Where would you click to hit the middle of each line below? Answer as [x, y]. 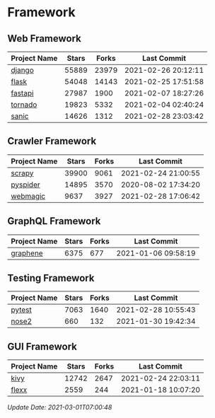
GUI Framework [42, 346]
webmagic [28, 196]
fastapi [22, 93]
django [22, 70]
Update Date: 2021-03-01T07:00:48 [60, 407]
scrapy [22, 173]
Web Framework [44, 39]
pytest [21, 310]
